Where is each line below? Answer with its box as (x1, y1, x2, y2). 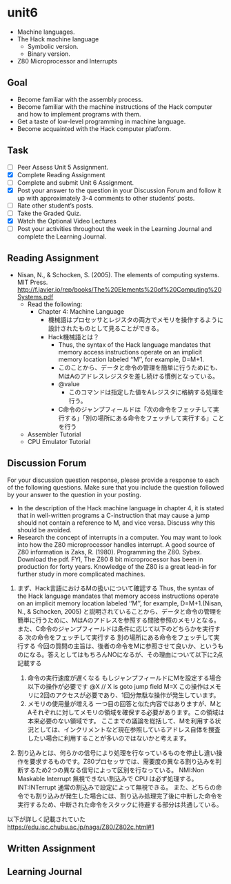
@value (58, 379, 80, 388)
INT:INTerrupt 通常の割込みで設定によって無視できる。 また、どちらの (17, 783, 216, 791)
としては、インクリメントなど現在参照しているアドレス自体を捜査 (33, 725, 221, 734)
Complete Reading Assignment (17, 170, 106, 179)
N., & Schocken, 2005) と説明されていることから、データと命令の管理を (17, 607, 222, 615)
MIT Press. (17, 278, 48, 286)
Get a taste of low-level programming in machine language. (17, 117, 186, 125)
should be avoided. (17, 525, 72, 534)
